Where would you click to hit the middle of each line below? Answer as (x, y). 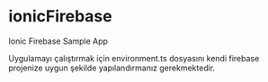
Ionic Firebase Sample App (58, 41)
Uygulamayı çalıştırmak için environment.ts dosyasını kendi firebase (134, 58)
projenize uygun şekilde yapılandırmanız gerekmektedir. (112, 68)
